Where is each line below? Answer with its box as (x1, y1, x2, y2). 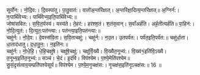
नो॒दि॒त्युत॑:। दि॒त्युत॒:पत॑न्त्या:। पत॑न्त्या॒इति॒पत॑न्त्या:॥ (6, 27, 101, 34)
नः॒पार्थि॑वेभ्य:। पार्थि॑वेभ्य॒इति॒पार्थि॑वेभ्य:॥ (6, 13, 77, 20)
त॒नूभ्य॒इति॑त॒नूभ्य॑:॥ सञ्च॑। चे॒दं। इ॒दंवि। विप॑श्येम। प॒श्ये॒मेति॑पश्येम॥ (6, 54, 130, 62)
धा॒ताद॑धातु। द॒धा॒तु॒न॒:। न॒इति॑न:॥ (6, 41, 69, 48)
